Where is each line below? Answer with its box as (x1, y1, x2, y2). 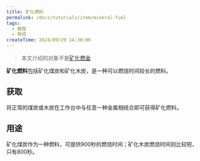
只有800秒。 (6, 148, 38, 155)
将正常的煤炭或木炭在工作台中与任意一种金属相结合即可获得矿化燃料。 (6, 103, 182, 111)
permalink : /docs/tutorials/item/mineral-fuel (6, 15, 126, 21)
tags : (6, 20, 20, 26)
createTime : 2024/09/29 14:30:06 (6, 37, 91, 43)
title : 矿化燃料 (6, 8, 44, 15)
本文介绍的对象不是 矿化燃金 (21, 54, 91, 61)
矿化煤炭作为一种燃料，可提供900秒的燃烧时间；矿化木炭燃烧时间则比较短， (6, 140, 198, 148)
